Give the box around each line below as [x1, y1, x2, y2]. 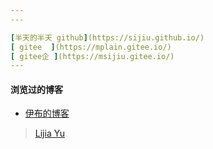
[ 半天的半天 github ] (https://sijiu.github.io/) [10, 32, 205, 43]
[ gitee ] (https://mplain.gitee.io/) [10, 42, 172, 52]
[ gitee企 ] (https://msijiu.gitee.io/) [10, 51, 175, 61]
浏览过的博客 [10, 83, 63, 95]
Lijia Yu [34, 127, 65, 140]
